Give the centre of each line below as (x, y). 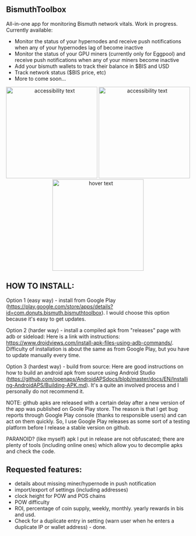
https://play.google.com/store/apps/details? (61, 306)
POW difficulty (32, 502)
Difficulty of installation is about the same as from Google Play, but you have (98, 349)
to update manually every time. (43, 355)
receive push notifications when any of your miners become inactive (97, 60)
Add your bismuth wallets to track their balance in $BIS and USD (92, 66)
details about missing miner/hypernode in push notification (85, 484)
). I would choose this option (136, 312)
